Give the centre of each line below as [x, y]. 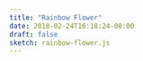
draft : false [34, 34]
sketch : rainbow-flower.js [60, 43]
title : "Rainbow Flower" [56, 17]
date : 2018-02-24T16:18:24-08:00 [72, 26]
